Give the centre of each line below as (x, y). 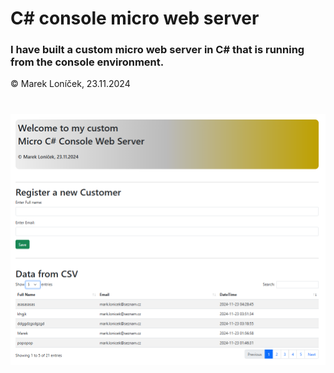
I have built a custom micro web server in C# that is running (157, 50)
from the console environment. (87, 62)
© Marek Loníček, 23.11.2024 (70, 84)
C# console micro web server (135, 18)
